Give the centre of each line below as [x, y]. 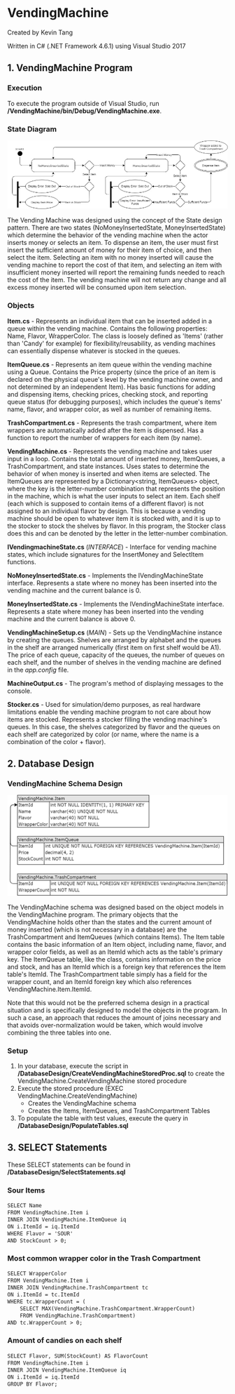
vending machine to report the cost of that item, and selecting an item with [115, 265]
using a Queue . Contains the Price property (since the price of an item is [112, 372]
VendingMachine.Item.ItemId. [50, 989]
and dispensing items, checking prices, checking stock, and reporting [108, 394]
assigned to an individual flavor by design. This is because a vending [107, 511]
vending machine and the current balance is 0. [74, 590]
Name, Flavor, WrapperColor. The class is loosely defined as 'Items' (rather [115, 336]
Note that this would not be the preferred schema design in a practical [108, 1002]
